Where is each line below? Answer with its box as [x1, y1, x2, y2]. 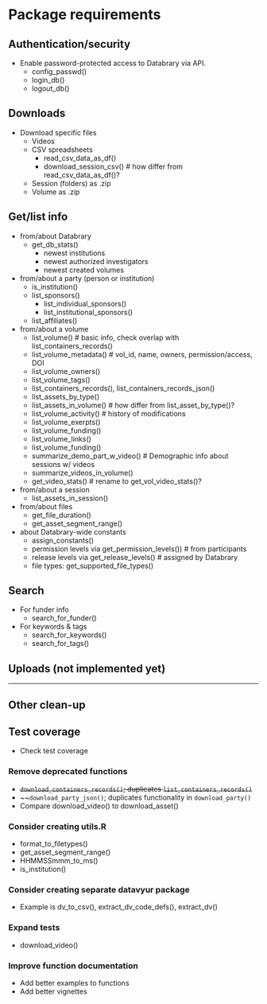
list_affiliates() [31, 316, 78, 325]
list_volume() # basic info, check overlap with [31, 333, 180, 342]
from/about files [19, 501, 73, 511]
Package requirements [8, 6, 161, 24]
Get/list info [8, 210, 68, 224]
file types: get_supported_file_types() [31, 561, 154, 570]
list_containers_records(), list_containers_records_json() [31, 383, 215, 393]
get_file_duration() [31, 510, 91, 520]
